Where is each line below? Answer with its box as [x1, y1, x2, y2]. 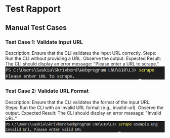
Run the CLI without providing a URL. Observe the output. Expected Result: [5, 55, 161, 61]
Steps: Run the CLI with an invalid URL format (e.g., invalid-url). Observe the [5, 105, 164, 111]
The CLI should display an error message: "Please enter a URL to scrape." [5, 60, 159, 66]
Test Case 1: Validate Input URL [5, 39, 83, 46]
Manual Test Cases [5, 23, 67, 32]
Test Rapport [5, 3, 61, 15]
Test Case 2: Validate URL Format [5, 87, 89, 94]
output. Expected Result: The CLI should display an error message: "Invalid [5, 110, 162, 116]
